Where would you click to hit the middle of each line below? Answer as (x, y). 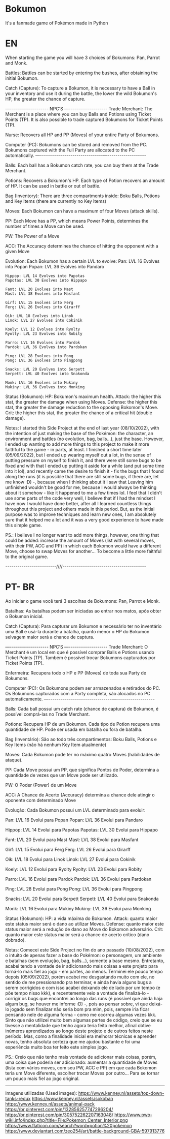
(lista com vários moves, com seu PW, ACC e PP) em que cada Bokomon (81, 1067)
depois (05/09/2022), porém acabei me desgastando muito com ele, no (80, 977)
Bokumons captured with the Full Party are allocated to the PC (70, 150)
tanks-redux (18, 1098)
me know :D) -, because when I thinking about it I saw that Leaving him (79, 482)
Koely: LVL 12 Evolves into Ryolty (43, 329)
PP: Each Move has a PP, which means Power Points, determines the (77, 221)
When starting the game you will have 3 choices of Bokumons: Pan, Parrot (83, 57)
